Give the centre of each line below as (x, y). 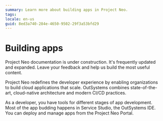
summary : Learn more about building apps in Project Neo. (67, 10)
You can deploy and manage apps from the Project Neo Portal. (69, 113)
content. (14, 73)
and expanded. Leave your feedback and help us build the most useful (78, 67)
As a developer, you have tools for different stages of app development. (79, 103)
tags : (11, 14)
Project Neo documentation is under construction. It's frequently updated (81, 62)
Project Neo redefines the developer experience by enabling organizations (81, 82)
